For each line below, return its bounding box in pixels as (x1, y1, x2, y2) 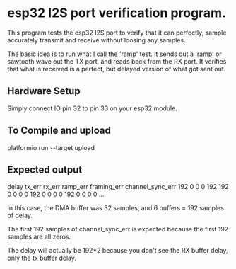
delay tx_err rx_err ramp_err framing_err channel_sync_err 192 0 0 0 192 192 (7, 183, 230, 191)
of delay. (7, 211, 33, 220)
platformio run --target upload (7, 143, 95, 151)
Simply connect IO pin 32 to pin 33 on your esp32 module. (7, 104, 178, 113)
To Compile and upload (7, 125, 111, 137)
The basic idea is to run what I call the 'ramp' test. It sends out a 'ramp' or (7, 50, 223, 58)
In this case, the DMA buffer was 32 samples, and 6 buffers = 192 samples (7, 204, 225, 212)
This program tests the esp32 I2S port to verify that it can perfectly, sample (7, 28, 227, 37)
